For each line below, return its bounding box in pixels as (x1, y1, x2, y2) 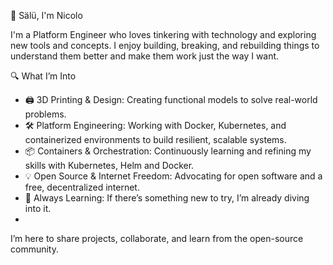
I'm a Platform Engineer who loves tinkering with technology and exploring (10, 29, 317, 40)
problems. (24, 108, 67, 120)
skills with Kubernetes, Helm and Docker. (24, 160, 195, 171)
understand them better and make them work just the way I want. (10, 50, 280, 62)
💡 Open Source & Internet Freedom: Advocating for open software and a (24, 170, 323, 182)
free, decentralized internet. (24, 181, 140, 193)
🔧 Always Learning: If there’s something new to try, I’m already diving (24, 192, 310, 204)
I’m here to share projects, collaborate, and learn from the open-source (10, 233, 304, 244)
